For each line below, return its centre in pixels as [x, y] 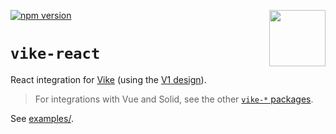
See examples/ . [42, 118]
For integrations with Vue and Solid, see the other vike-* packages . [174, 99]
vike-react [55, 54]
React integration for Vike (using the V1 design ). [108, 79]
